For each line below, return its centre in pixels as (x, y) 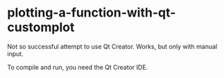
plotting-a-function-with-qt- (92, 13)
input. (16, 54)
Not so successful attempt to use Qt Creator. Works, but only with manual (112, 46)
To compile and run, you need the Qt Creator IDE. (78, 67)
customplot (41, 27)
